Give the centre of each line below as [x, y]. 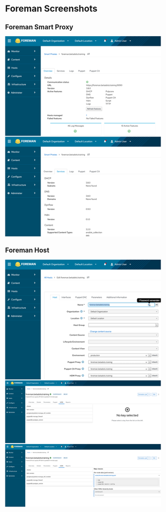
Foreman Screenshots [51, 9]
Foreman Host [27, 251]
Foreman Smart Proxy [39, 27]
